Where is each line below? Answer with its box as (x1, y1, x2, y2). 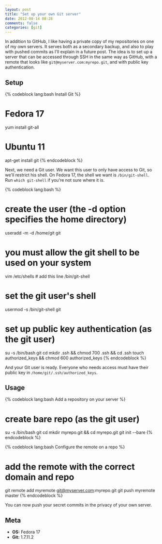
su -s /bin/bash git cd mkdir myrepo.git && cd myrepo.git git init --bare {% (5, 429, 153, 435)
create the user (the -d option (5, 204, 126, 214)
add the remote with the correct (5, 461, 135, 472)
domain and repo (5, 472, 74, 482)
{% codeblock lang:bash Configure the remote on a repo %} (5, 444, 125, 450)
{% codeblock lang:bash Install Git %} (5, 91, 81, 97)
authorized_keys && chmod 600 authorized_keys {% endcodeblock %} (5, 355, 147, 361)
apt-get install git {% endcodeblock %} (5, 157, 83, 163)
